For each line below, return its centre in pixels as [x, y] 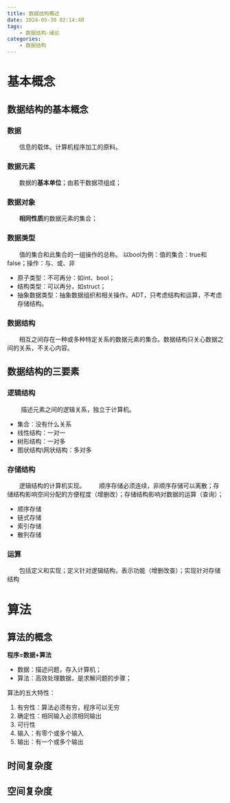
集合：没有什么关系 [44, 424]
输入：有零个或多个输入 [50, 733]
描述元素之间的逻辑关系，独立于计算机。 [78, 409]
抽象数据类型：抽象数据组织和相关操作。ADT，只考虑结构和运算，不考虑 [119, 295]
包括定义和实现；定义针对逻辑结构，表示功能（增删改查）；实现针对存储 [120, 571]
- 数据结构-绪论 [39, 33]
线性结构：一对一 [41, 432]
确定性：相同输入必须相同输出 [59, 716]
